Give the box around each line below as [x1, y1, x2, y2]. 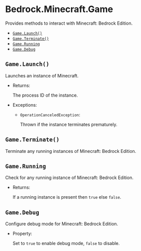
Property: [12, 230, 33, 237]
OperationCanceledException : [20, 112, 81, 118]
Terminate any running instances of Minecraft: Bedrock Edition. [5, 148, 136, 154]
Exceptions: [12, 102, 37, 108]
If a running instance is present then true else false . [12, 194, 122, 200]
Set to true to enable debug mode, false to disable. [12, 240, 120, 246]
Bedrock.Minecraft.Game [5, 4, 113, 15]
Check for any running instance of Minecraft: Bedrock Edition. [5, 175, 133, 181]
